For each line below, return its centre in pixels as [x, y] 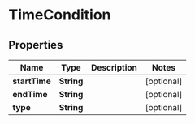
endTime [30, 94]
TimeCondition [60, 15]
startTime [32, 81]
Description [114, 68]
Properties [36, 45]
